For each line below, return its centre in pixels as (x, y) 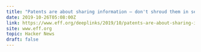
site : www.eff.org (29, 28)
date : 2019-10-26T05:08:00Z (41, 17)
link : (13, 23)
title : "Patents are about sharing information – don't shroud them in (97, 12)
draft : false (22, 39)
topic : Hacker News (31, 34)
